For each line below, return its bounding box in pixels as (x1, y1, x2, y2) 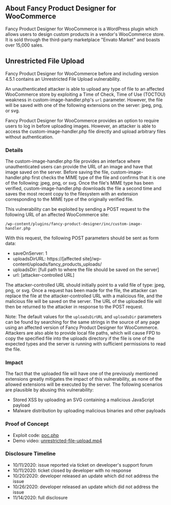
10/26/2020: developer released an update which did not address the (12, 484, 159, 490)
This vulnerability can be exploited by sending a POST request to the (5, 206, 150, 212)
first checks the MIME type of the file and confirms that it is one (31, 174, 166, 181)
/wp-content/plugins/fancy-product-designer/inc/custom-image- (5, 221, 143, 227)
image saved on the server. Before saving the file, (5, 169, 110, 175)
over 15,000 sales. (5, 42, 44, 48)
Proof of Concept (5, 421, 49, 428)
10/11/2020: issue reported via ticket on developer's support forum (12, 462, 153, 468)
